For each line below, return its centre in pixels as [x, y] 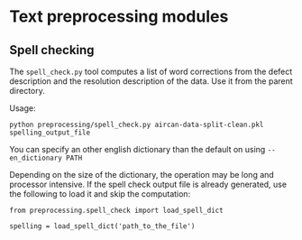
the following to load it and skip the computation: [100, 194]
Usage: [23, 108]
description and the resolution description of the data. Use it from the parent [151, 81]
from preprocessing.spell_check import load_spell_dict [116, 210]
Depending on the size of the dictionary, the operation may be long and [142, 175]
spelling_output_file [50, 133]
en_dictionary [36, 158]
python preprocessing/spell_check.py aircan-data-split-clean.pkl [137, 125]
